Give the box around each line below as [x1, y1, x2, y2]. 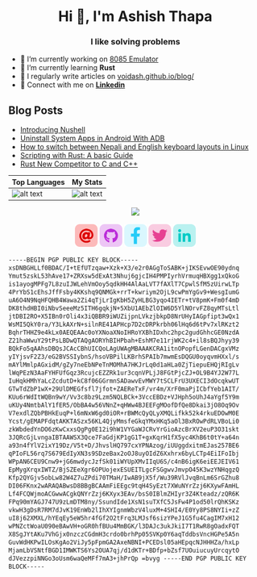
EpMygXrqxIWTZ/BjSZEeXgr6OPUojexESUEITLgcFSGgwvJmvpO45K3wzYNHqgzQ [8, 466, 240, 474]
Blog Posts [8, 103, 64, 117]
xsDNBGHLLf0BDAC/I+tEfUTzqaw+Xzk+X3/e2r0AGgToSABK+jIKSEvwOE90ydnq [8, 264, 240, 272]
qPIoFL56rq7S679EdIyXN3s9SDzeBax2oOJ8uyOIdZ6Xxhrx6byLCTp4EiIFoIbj [8, 449, 240, 458]
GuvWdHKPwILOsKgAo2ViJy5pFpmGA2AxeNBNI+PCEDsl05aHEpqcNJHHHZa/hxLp [8, 538, 240, 546]
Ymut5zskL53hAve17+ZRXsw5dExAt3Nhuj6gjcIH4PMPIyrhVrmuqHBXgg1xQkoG [8, 272, 240, 280]
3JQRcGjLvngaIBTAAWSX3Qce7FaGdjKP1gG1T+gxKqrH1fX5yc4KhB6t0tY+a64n [8, 433, 240, 441]
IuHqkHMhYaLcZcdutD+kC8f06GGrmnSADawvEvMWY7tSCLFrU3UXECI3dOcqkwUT [8, 377, 240, 385]
